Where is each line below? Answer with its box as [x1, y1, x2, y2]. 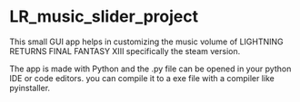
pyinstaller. [9, 82, 51, 93]
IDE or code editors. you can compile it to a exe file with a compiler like [9, 72, 275, 83]
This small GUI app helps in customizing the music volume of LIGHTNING [9, 36, 284, 47]
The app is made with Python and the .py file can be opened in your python [9, 63, 292, 74]
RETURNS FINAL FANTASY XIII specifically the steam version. [9, 45, 241, 56]
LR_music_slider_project [9, 6, 198, 27]
